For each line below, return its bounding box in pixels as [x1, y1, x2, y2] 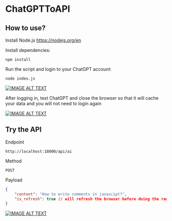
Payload [5, 177, 23, 183]
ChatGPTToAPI [5, 3, 71, 15]
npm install [5, 57, 31, 62]
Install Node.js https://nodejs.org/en [5, 37, 81, 43]
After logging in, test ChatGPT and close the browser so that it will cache [5, 95, 159, 101]
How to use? [5, 24, 46, 32]
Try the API [5, 125, 42, 134]
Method [5, 158, 22, 164]
